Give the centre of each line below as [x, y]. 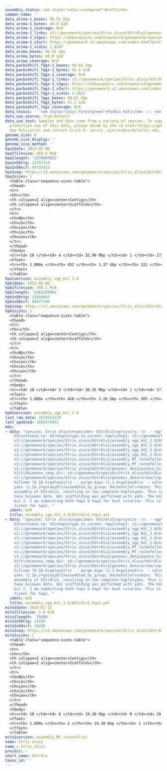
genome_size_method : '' [30, 144]
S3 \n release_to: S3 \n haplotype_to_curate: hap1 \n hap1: [72, 436]
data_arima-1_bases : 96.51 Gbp [38, 19]
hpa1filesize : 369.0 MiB [31, 154]
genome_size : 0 [21, 135]
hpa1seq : [14, 172]
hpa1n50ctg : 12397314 [28, 162]
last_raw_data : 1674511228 [33, 417]
